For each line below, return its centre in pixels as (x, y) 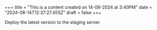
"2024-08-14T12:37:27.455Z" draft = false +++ (53, 12)
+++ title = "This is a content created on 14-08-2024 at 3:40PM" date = (78, 7)
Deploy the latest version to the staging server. (53, 22)
